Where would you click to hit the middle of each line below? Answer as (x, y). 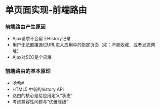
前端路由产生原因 (25, 27)
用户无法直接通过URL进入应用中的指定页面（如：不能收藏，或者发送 (81, 45)
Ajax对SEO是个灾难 (32, 57)
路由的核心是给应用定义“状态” (42, 95)
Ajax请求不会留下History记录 (41, 39)
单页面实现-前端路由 (46, 10)
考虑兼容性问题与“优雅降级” (40, 102)
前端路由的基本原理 (28, 71)
